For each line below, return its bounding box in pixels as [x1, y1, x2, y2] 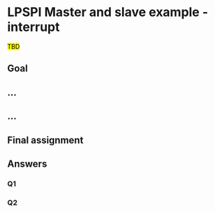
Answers [7, 158, 47, 170]
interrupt [7, 19, 61, 35]
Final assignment [7, 134, 84, 146]
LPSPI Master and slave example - [7, 4, 209, 20]
